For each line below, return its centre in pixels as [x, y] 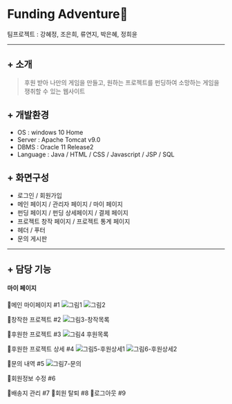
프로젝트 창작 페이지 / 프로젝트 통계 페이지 [74, 221]
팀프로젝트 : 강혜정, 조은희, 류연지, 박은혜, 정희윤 [72, 34]
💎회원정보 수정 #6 [31, 378]
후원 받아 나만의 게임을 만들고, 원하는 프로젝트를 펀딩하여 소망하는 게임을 [122, 82]
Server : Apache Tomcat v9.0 [59, 139]
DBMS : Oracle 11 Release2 [55, 147]
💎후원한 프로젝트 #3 [34, 334]
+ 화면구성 [28, 177]
